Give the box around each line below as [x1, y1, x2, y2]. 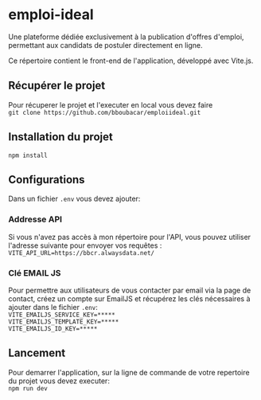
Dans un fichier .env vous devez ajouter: [8, 194, 141, 204]
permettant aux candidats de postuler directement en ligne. [8, 40, 203, 49]
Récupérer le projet [8, 79, 106, 92]
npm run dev [8, 384, 48, 392]
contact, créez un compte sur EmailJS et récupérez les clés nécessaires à [8, 293, 251, 304]
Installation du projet [8, 130, 113, 144]
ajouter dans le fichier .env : [8, 302, 98, 312]
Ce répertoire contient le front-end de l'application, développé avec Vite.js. [8, 56, 254, 65]
